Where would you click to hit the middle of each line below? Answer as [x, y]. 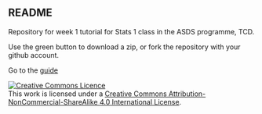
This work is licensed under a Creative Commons [87, 94]
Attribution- [187, 94]
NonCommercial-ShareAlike [53, 102]
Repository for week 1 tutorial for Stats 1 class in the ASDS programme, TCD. [131, 31]
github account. [34, 55]
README [30, 13]
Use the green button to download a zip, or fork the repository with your [124, 47]
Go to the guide [33, 70]
